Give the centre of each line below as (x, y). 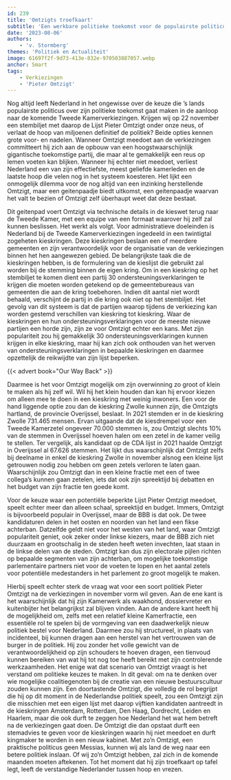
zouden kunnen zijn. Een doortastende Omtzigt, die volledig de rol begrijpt (112, 689)
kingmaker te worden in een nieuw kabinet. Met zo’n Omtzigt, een (100, 740)
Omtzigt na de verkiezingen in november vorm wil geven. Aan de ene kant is (115, 594)
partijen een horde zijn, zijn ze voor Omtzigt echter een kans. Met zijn (106, 329)
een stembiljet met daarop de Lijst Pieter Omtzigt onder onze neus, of (106, 125)
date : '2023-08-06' (35, 33)
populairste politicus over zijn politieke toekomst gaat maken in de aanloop (113, 111)
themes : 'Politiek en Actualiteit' (58, 52)
